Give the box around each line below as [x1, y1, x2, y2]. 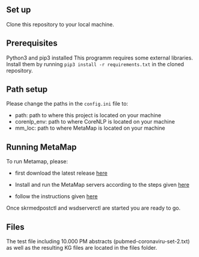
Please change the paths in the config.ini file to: [6, 100, 128, 107]
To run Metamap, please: [6, 158, 68, 165]
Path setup [6, 84, 48, 95]
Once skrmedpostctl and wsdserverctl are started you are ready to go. [6, 204, 181, 212]
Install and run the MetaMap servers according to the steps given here [14, 181, 189, 189]
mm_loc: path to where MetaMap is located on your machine [14, 124, 165, 132]
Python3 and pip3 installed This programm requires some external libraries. [6, 54, 194, 61]
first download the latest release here [14, 169, 108, 177]
